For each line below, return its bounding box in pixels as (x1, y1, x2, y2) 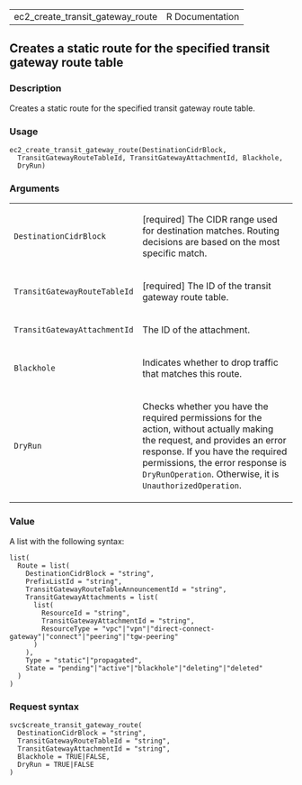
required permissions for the (142, 412, 262, 424)
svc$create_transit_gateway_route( (9, 720, 143, 729)
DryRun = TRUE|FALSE (17, 760, 94, 769)
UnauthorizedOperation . (142, 479, 242, 492)
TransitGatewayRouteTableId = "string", (17, 736, 171, 745)
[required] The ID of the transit (142, 279, 271, 292)
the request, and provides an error (142, 434, 287, 447)
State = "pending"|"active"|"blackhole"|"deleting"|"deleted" (25, 663, 263, 672)
